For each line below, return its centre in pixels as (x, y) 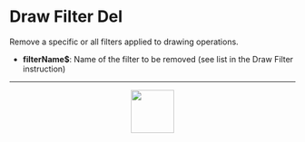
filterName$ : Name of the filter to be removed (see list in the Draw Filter (157, 59)
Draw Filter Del (66, 17)
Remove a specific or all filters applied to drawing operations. (124, 42)
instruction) (44, 69)
